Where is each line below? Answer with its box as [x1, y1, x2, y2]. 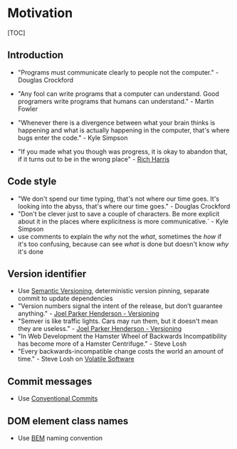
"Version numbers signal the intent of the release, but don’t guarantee [17, 302, 223, 310]
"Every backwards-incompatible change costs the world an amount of [17, 347, 224, 356]
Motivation [7, 5, 73, 21]
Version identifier [7, 268, 87, 280]
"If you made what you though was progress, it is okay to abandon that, [17, 147, 228, 156]
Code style [7, 176, 57, 188]
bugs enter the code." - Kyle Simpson [17, 133, 128, 142]
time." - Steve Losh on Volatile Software [17, 354, 135, 364]
